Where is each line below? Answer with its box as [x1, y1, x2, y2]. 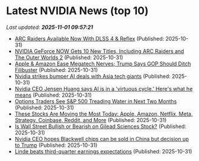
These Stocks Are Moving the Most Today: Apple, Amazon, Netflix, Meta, [14, 110, 193, 117]
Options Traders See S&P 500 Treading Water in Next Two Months [14, 97, 177, 104]
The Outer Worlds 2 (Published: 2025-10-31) [14, 54, 123, 61]
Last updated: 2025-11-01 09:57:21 [6, 24, 94, 31]
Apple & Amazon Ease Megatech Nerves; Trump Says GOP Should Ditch [14, 60, 191, 67]
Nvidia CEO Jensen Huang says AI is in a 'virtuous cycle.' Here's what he [14, 85, 193, 92]
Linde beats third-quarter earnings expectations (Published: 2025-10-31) [14, 147, 192, 155]
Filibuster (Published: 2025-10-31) [14, 66, 98, 73]
